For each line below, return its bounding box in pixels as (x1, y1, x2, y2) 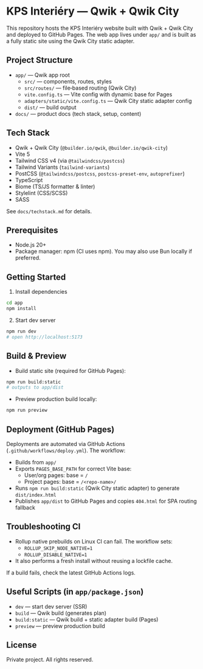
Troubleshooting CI (6, 522, 81, 532)
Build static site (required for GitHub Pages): (15, 367, 126, 374)
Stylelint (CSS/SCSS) (15, 189, 68, 196)
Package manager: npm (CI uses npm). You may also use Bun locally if (15, 248, 193, 255)
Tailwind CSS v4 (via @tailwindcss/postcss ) (15, 157, 125, 164)
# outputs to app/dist (6, 384, 64, 391)
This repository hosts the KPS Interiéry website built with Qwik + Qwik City (6, 24, 193, 32)
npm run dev (6, 328, 36, 334)
